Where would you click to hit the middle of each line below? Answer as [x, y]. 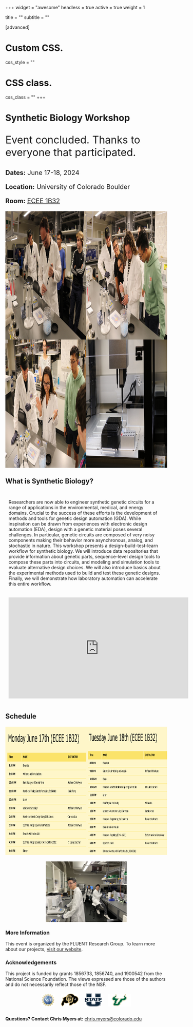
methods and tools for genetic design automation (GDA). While [75, 518]
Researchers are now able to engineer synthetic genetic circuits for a [81, 502]
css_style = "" [20, 62]
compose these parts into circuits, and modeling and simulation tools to [84, 562]
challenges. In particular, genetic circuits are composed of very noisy [82, 535]
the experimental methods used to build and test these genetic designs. [84, 573]
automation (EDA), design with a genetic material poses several [75, 529]
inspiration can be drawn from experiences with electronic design [78, 524]
